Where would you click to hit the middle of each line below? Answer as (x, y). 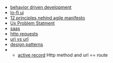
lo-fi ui (17, 12)
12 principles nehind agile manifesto (47, 18)
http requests (24, 34)
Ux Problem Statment (32, 23)
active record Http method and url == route (63, 55)
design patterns (27, 44)
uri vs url (19, 39)
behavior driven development (41, 7)
